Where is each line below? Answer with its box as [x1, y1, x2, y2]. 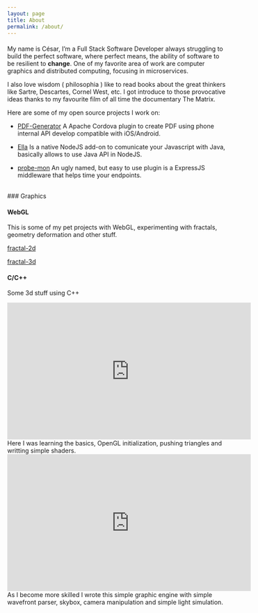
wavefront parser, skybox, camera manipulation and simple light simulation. [7, 598, 224, 607]
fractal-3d [7, 258, 36, 266]
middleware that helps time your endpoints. [17, 171, 142, 179]
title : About [7, 17, 45, 24]
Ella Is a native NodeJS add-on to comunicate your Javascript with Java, [17, 142, 226, 151]
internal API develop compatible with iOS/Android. [17, 129, 161, 138]
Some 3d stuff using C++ [7, 289, 80, 297]
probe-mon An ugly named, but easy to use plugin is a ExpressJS [17, 163, 205, 172]
